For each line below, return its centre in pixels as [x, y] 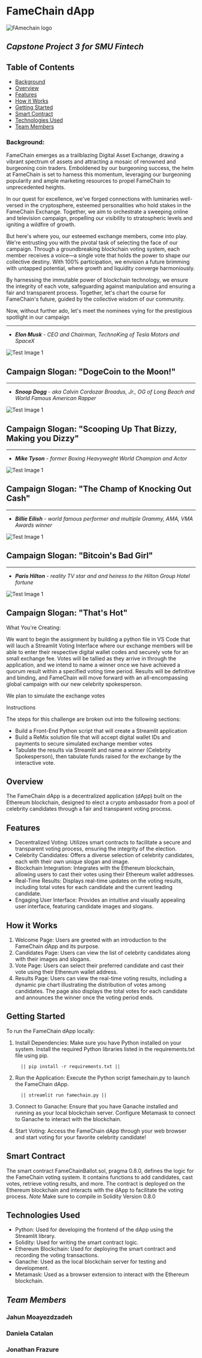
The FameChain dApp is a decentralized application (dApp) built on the [94, 796]
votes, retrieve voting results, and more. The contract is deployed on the [96, 1183]
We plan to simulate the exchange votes [56, 696]
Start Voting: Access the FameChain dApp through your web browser [101, 1131]
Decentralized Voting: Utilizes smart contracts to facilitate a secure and [103, 843]
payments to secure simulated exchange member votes [84, 743]
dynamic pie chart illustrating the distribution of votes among [90, 984]
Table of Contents [41, 67]
